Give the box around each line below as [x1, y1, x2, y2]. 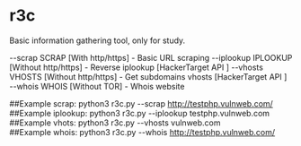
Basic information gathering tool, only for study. [9, 35, 186, 46]
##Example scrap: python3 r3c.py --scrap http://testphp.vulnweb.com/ [9, 98, 274, 108]
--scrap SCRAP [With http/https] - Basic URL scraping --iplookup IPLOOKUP [9, 52, 293, 63]
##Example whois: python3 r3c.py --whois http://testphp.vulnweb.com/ [9, 126, 276, 137]
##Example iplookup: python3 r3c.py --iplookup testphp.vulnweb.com [9, 107, 270, 118]
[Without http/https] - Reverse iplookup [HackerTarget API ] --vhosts [9, 62, 263, 73]
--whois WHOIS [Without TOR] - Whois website [9, 81, 185, 91]
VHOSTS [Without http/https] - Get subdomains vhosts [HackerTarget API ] [9, 71, 288, 82]
